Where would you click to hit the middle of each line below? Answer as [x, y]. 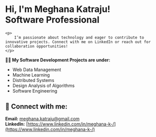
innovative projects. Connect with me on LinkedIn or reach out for [78, 42]
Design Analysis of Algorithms [43, 85]
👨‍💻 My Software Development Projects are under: [58, 60]
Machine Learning [31, 75]
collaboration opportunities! [37, 46]
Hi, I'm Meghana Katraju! [58, 9]
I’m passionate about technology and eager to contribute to [79, 37]
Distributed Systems [33, 80]
